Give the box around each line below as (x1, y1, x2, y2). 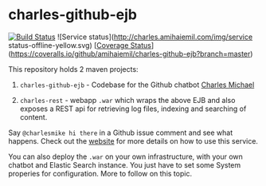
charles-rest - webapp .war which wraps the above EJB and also (19, 95, 236, 105)
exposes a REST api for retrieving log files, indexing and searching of (19, 104, 247, 113)
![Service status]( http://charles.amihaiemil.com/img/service (57, 32, 253, 42)
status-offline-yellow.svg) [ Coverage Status (8, 40, 151, 49)
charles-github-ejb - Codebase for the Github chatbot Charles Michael (19, 80, 255, 89)
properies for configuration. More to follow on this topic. (8, 168, 193, 178)
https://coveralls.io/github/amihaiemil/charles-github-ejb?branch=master (10, 49, 251, 58)
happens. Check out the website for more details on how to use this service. (8, 136, 259, 145)
